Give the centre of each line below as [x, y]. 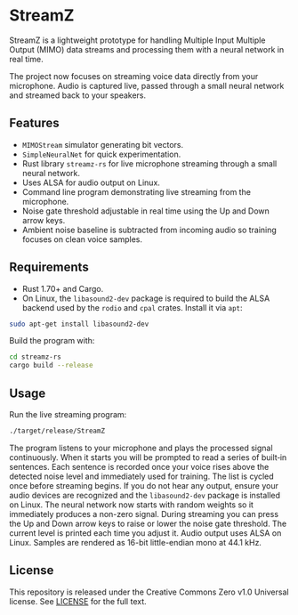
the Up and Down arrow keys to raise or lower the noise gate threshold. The [148, 523]
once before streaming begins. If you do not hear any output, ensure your [144, 485]
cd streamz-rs [36, 357]
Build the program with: [52, 341]
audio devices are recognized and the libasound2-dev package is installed [145, 495]
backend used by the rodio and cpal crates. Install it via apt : [132, 307]
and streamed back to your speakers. [78, 95]
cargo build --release [51, 366]
